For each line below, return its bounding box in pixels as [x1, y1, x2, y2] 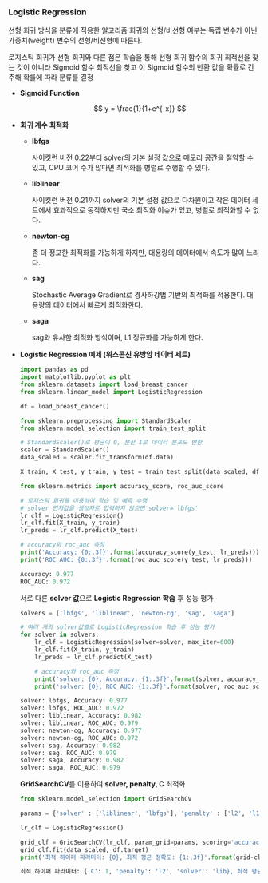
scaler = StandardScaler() [19, 446, 110, 454]
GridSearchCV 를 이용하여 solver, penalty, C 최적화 [19, 779, 186, 789]
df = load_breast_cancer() [19, 402, 110, 410]
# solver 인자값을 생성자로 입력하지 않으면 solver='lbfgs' [19, 504, 199, 512]
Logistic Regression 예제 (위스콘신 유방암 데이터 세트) [19, 350, 191, 360]
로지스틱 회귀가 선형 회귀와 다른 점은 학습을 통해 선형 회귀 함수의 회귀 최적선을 [8, 53, 251, 62]
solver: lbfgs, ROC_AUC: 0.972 [19, 704, 124, 713]
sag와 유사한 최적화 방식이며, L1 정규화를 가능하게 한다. [31, 332, 203, 342]
